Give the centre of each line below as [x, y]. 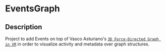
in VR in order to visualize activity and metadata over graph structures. [77, 44]
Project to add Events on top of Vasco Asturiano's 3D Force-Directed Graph [82, 39]
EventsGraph [33, 9]
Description [24, 27]
